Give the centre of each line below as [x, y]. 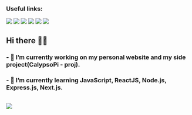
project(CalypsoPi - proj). [43, 64]
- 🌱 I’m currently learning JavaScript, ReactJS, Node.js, [86, 80]
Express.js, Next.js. [35, 88]
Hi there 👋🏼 [27, 41]
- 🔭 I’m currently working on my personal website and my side [96, 57]
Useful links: [24, 9]
